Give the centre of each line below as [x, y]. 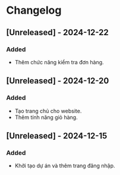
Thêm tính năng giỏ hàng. [46, 117]
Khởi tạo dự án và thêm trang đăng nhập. [65, 166]
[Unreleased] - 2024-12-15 [57, 135]
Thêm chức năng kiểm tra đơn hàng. [59, 62]
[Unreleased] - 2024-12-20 [58, 81]
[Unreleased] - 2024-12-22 [57, 32]
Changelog [34, 10]
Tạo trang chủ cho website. [48, 111]
